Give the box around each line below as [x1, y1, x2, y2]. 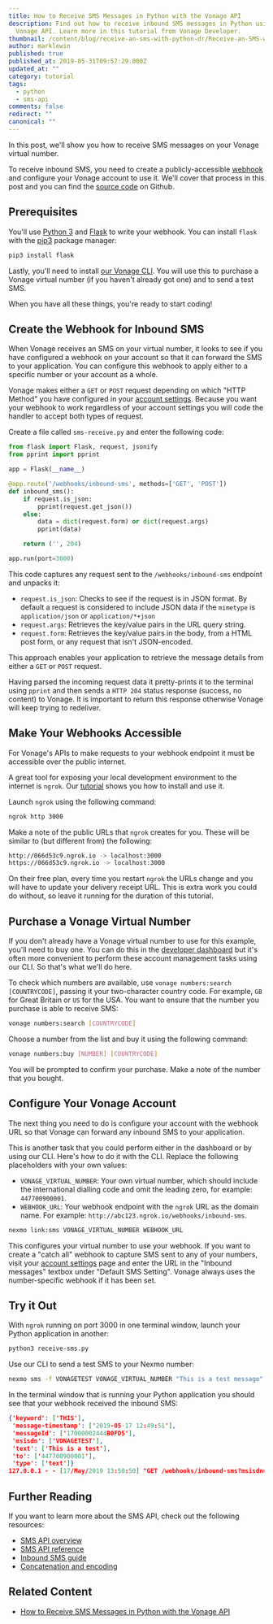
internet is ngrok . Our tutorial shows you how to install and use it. [8, 781, 225, 791]
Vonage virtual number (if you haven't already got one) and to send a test [8, 274, 254, 284]
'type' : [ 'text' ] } [11, 1460, 75, 1468]
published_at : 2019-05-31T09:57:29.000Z [8, 58, 148, 66]
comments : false [8, 102, 63, 111]
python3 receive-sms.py [8, 1344, 89, 1353]
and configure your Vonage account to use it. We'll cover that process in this [8, 172, 265, 183]
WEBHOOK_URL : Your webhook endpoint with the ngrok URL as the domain [19, 1201, 259, 1211]
